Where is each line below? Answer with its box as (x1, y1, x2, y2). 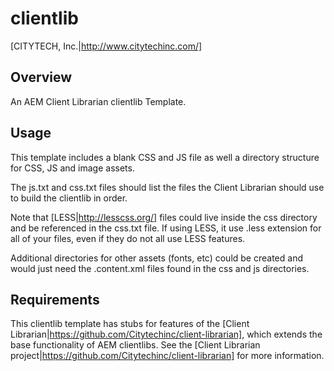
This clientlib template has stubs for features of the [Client (10, 318, 250, 330)
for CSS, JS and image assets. (10, 162, 135, 174)
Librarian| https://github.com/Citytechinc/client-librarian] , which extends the (10, 328, 323, 341)
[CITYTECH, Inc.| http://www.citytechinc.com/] (10, 40, 203, 52)
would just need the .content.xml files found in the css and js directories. (10, 262, 310, 274)
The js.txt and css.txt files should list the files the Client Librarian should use (10, 181, 325, 193)
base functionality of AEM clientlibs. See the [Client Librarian (10, 339, 261, 351)
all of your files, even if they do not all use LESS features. (10, 232, 246, 244)
